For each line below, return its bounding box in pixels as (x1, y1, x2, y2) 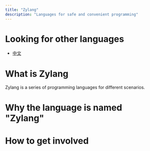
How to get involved (5, 135, 89, 147)
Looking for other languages (5, 33, 124, 45)
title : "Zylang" (5, 7, 39, 12)
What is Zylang (5, 68, 69, 79)
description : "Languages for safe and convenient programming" (5, 12, 139, 17)
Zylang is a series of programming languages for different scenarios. (5, 84, 145, 90)
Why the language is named (5, 102, 122, 113)
